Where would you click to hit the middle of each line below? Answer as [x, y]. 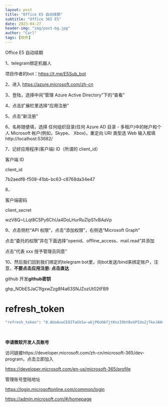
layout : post [19, 10]
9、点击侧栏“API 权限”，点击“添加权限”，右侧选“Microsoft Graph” [72, 230]
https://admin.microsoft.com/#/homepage [48, 399]
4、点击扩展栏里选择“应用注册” [37, 105]
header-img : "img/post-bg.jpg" [38, 28]
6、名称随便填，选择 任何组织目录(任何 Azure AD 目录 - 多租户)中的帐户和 [81, 127]
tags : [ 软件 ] [18, 38]
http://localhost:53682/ [29, 138]
